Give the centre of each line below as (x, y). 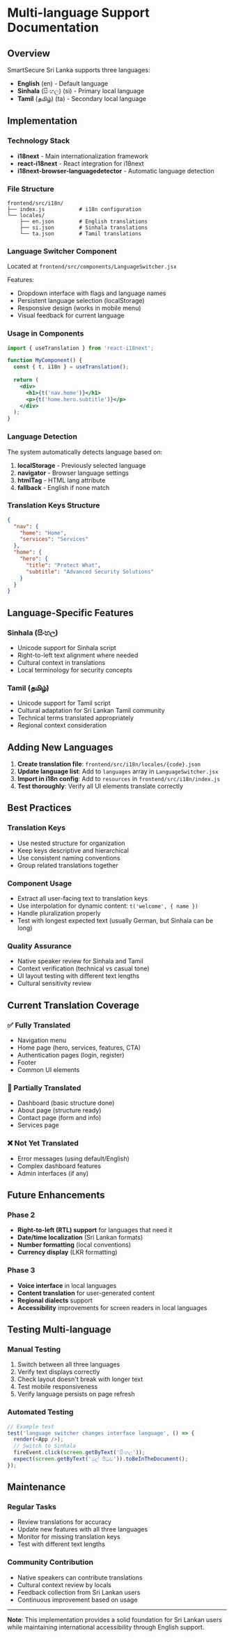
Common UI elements (48, 1070)
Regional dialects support (55, 1300)
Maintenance (37, 1487)
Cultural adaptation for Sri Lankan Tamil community (91, 711)
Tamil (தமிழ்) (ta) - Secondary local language (81, 99)
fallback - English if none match (63, 487)
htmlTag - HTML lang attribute (61, 480)
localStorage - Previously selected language (81, 465)
